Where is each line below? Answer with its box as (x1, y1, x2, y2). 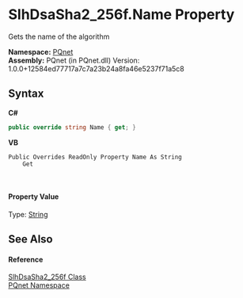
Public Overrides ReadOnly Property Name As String (8, 153, 182, 161)
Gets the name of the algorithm (8, 32, 110, 41)
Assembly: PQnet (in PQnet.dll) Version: (8, 55, 140, 65)
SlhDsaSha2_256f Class (8, 272, 86, 282)
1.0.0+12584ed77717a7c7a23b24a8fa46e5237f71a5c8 (8, 63, 184, 73)
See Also (8, 232, 53, 246)
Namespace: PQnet (8, 47, 74, 56)
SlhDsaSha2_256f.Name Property (8, 6, 235, 24)
